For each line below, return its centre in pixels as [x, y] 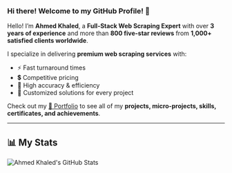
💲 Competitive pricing [48, 78]
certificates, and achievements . [54, 114]
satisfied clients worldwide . [48, 41]
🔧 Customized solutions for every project [75, 93]
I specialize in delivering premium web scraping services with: [97, 54]
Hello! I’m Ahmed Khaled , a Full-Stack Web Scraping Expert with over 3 [111, 26]
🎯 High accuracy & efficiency [58, 85]
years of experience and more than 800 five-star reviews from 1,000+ [109, 33]
